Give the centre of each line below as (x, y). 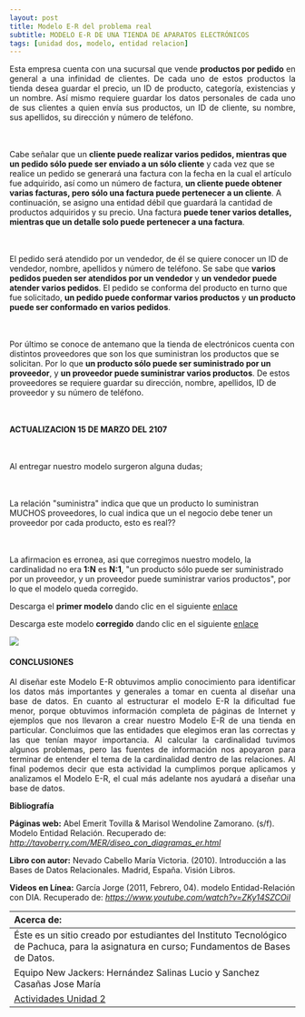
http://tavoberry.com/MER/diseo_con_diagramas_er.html (115, 843)
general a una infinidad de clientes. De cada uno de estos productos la (152, 79)
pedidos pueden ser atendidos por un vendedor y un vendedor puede (143, 278)
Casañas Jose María (58, 984)
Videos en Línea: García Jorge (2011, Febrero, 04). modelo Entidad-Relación (152, 888)
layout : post (34, 18)
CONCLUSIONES (42, 661)
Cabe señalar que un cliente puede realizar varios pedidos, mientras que (148, 155)
